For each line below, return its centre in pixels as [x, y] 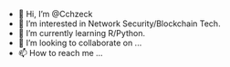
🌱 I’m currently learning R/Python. [82, 33]
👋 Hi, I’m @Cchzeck [55, 14]
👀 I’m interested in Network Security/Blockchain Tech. [119, 24]
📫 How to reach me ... [60, 53]
